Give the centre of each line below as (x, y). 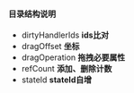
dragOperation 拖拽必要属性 (73, 57)
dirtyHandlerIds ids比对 (65, 35)
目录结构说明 (32, 13)
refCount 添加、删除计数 (67, 69)
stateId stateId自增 (56, 80)
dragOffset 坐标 (50, 46)
